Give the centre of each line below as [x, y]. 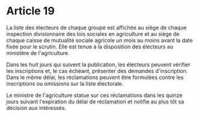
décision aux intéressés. [36, 108]
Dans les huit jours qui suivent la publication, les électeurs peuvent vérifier [98, 65]
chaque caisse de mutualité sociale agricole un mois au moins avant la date [100, 40]
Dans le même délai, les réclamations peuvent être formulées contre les [95, 77]
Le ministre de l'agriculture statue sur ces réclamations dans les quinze [94, 95]
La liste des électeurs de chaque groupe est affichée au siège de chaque [96, 28]
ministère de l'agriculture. [38, 53]
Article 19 [31, 11]
